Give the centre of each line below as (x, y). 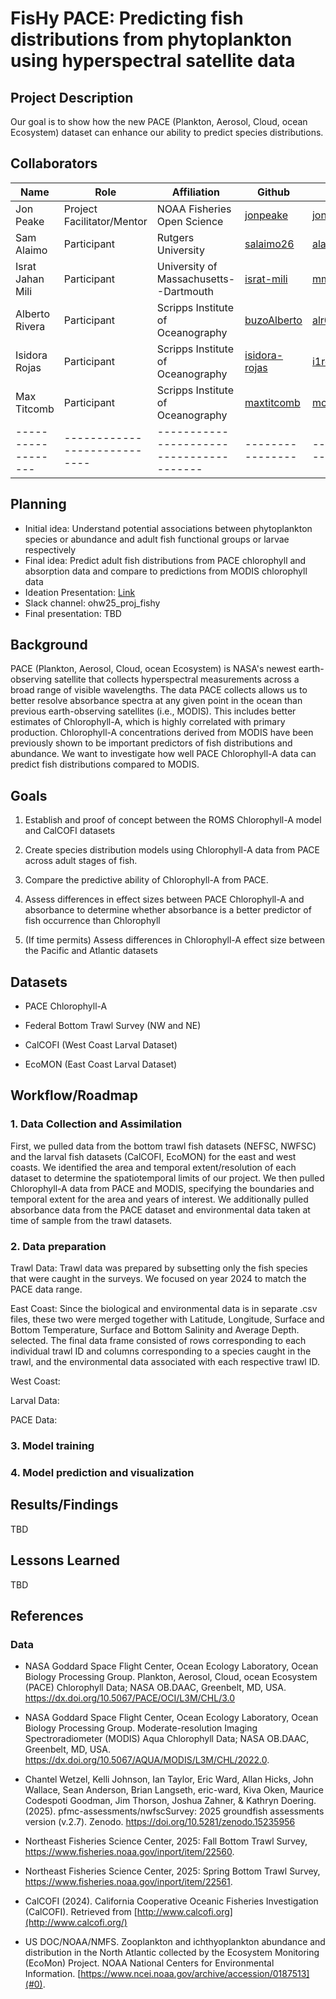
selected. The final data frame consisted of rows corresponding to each (158, 1341)
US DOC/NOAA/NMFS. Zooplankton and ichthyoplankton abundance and (175, 1942)
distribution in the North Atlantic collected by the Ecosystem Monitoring (172, 1953)
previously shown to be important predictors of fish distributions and (151, 743)
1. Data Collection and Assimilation (96, 1124)
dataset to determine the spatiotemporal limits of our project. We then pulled (167, 1178)
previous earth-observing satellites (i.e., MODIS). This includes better (153, 711)
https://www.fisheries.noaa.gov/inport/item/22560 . (129, 1852)
